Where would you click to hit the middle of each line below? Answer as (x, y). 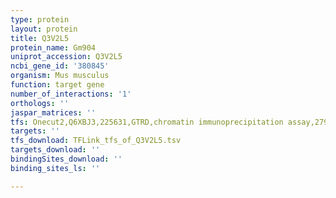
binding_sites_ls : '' (55, 168)
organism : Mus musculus (60, 76)
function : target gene (57, 85)
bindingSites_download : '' (66, 159)
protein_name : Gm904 (53, 47)
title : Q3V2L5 (40, 38)
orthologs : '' (40, 103)
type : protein (40, 19)
